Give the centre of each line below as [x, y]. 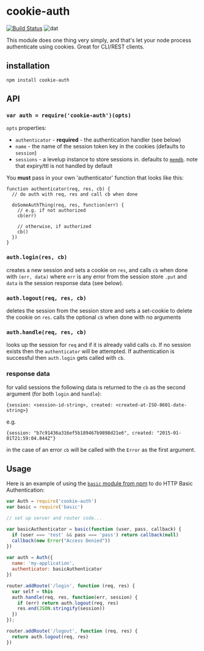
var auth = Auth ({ [30, 558]
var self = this [32, 592]
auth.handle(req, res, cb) [46, 332]
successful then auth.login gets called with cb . [66, 358]
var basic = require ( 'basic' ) [45, 507]
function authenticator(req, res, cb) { [59, 189]
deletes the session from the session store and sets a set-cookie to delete [99, 311]
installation [28, 66]
